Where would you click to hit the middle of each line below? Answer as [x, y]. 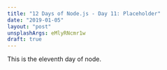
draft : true [24, 40]
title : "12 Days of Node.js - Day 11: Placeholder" [84, 14]
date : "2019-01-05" [36, 20]
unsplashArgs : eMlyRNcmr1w [46, 33]
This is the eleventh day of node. [54, 59]
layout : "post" [29, 26]
